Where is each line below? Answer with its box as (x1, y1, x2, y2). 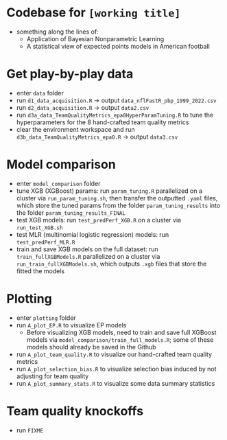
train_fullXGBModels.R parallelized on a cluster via (16, 252, 160, 260)
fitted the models (16, 266, 65, 275)
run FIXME (16, 426, 44, 434)
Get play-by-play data (6, 67, 134, 82)
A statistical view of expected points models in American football (26, 42, 210, 50)
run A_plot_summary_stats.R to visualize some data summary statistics (16, 379, 215, 387)
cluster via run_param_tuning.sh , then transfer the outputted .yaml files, (16, 194, 218, 202)
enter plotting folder (16, 314, 76, 322)
